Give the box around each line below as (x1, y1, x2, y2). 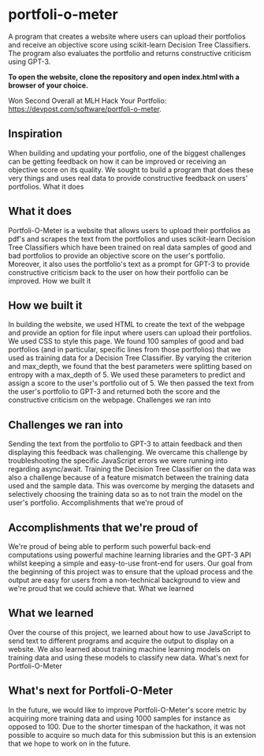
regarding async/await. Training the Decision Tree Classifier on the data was (8, 465, 256, 474)
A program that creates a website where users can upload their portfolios (8, 32, 246, 41)
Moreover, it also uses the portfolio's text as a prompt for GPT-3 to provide (8, 259, 251, 269)
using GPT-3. (8, 57, 51, 66)
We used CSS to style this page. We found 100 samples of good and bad (8, 337, 244, 346)
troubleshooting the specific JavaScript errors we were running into (8, 456, 229, 465)
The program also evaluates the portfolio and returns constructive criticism (8, 48, 251, 58)
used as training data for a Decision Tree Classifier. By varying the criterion (8, 353, 252, 363)
